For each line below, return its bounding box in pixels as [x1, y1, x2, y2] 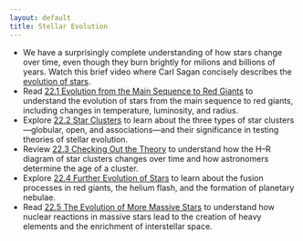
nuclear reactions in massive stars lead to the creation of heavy [22, 211, 262, 222]
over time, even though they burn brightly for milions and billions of [22, 56, 276, 67]
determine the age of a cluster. [22, 163, 139, 174]
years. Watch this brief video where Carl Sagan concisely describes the [22, 65, 292, 77]
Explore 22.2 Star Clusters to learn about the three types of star [22, 115, 263, 126]
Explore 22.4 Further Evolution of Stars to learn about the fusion [22, 172, 265, 183]
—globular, [22, 124, 64, 135]
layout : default [9, 13, 71, 23]
